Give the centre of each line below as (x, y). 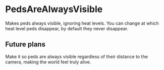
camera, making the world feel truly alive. (48, 62)
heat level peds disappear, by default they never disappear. (67, 28)
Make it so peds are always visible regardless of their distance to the (76, 56)
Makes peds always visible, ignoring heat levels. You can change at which (82, 23)
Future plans (25, 45)
